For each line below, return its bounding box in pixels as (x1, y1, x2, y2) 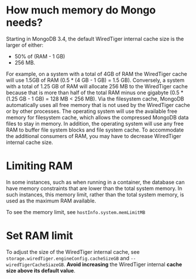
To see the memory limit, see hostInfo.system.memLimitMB (6, 208, 146, 215)
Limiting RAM (6, 159, 73, 173)
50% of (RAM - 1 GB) (14, 53, 66, 60)
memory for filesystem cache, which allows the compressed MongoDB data (6, 113, 189, 120)
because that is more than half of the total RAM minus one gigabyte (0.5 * (6, 89, 184, 96)
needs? (6, 16, 43, 29)
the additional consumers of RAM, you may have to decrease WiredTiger (6, 132, 181, 139)
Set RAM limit (6, 229, 73, 243)
